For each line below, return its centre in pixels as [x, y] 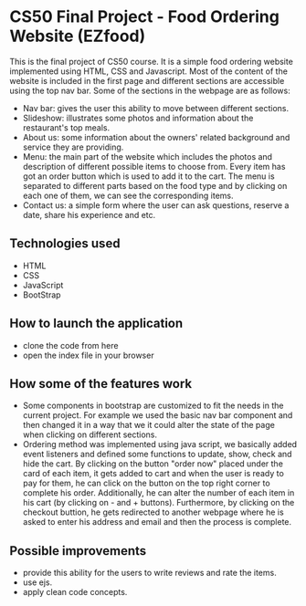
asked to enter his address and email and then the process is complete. [157, 522]
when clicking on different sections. [90, 434]
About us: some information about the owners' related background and [156, 137]
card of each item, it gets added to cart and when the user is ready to [153, 474]
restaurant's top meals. [66, 127]
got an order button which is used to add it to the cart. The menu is [149, 176]
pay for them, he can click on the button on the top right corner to [147, 483]
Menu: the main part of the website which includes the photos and [147, 156]
